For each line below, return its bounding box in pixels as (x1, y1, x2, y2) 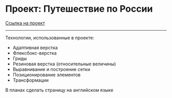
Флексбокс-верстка (12, 50, 57, 56)
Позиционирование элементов (12, 71, 81, 78)
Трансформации (12, 77, 49, 83)
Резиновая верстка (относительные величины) (12, 61, 116, 67)
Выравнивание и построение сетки (12, 66, 91, 72)
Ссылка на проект (5, 20, 45, 26)
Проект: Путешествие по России (5, 3, 153, 15)
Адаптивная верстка (12, 44, 58, 51)
